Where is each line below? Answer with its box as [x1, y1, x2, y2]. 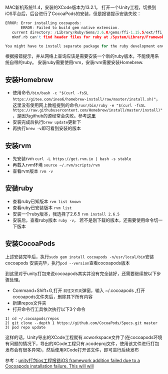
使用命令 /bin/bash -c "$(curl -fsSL [12, 89, 88, 96]
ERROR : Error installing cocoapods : [5, 20, 81, 25]
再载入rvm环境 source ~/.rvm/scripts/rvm [12, 162, 100, 167]
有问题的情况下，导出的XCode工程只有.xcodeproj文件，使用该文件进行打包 [5, 340, 159, 346]
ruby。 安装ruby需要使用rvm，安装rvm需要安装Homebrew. [22, 59, 143, 65]
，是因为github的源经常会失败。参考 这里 [12, 113, 96, 119]
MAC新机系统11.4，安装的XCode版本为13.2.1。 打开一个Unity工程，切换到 [5, 4, 156, 10]
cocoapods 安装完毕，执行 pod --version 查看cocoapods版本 [5, 259, 130, 266]
